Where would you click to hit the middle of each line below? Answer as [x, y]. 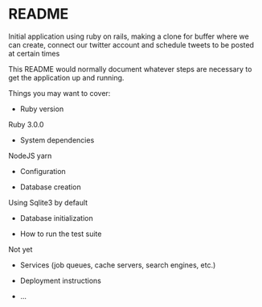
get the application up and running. [66, 77]
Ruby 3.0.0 [26, 124]
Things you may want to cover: [59, 93]
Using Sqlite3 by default [48, 202]
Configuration [43, 171]
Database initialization [57, 218]
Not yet [20, 249]
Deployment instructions [61, 280]
